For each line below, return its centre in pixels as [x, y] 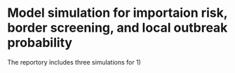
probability [40, 43]
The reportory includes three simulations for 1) [74, 62]
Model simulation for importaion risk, [117, 13]
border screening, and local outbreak [117, 28]
